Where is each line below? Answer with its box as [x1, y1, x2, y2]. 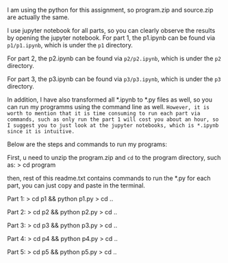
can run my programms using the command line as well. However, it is [7, 103, 210, 111]
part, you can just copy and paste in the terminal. [7, 181, 146, 190]
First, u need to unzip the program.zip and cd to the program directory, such [7, 154, 221, 161]
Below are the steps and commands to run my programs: [7, 140, 168, 148]
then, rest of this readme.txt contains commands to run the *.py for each [7, 174, 211, 182]
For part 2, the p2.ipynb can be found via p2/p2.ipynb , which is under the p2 [7, 54, 221, 62]
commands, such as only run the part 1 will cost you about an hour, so [7, 116, 219, 123]
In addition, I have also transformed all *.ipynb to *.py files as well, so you [7, 95, 213, 104]
